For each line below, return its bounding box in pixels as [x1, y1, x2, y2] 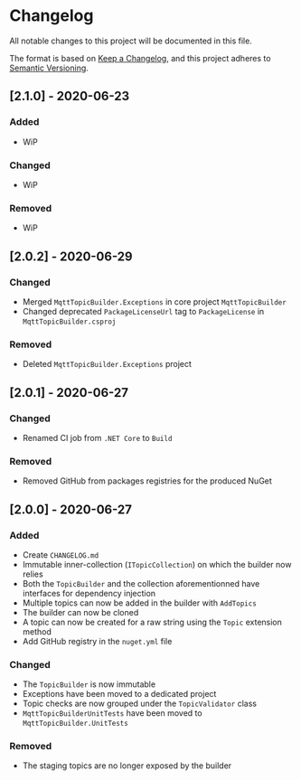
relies [22, 569, 43, 579]
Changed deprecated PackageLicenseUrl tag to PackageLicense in [22, 305, 265, 316]
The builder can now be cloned [22, 606, 139, 617]
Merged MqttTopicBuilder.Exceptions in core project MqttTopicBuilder [22, 296, 287, 307]
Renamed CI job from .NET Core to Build [22, 432, 173, 443]
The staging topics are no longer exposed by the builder [22, 760, 232, 771]
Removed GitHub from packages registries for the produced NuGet [22, 475, 273, 486]
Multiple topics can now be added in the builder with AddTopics [22, 597, 258, 608]
